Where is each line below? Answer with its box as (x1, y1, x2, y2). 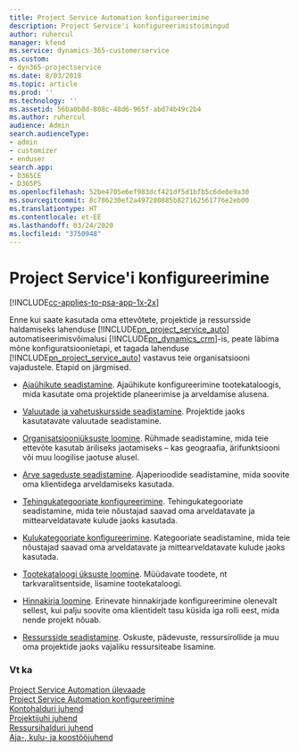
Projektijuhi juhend (9, 713, 78, 723)
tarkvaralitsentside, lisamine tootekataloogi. (21, 578, 183, 589)
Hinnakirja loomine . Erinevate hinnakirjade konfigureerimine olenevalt (21, 595, 278, 606)
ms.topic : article (9, 80, 78, 89)
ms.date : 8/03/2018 (9, 72, 82, 80)
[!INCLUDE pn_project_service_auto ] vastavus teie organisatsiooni (9, 352, 250, 363)
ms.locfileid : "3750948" (9, 229, 102, 238)
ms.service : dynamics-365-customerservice (9, 46, 170, 55)
